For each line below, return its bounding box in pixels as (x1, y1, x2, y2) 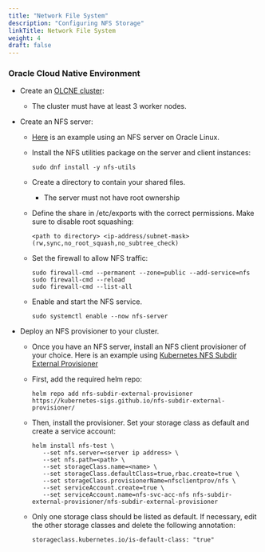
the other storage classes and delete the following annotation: (31, 521, 235, 530)
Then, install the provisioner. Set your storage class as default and (31, 418, 250, 428)
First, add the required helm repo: (31, 374, 142, 384)
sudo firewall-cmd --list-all (31, 283, 133, 291)
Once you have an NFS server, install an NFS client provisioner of (31, 342, 247, 352)
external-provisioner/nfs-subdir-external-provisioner (31, 498, 218, 506)
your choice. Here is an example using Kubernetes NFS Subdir (31, 350, 237, 360)
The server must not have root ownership (43, 193, 180, 202)
